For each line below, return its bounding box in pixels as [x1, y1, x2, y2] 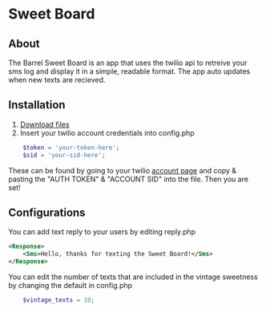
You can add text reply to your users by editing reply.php [8, 227, 196, 237]
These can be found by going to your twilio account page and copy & [8, 165, 237, 175]
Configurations [8, 205, 86, 219]
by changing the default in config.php [8, 281, 133, 290]
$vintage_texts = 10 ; [22, 296, 95, 304]
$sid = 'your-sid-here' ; [22, 151, 106, 159]
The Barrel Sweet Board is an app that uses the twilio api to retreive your [8, 58, 248, 67]
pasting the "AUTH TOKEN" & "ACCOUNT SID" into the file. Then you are [8, 174, 248, 184]
